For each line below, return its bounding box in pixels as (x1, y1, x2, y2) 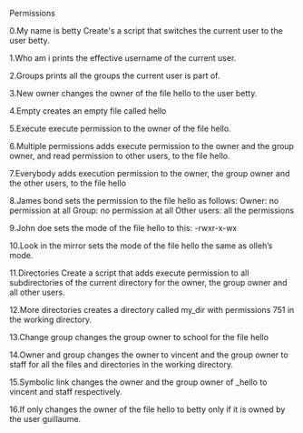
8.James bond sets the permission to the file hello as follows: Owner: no (9, 196, 279, 206)
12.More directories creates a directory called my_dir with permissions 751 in (9, 305, 295, 315)
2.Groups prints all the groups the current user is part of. (9, 70, 220, 81)
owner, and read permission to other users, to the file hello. (9, 150, 230, 161)
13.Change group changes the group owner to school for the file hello (9, 332, 269, 342)
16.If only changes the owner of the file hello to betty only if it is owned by (9, 404, 286, 415)
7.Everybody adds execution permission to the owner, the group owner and (9, 168, 290, 178)
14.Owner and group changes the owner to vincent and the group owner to (9, 349, 288, 360)
